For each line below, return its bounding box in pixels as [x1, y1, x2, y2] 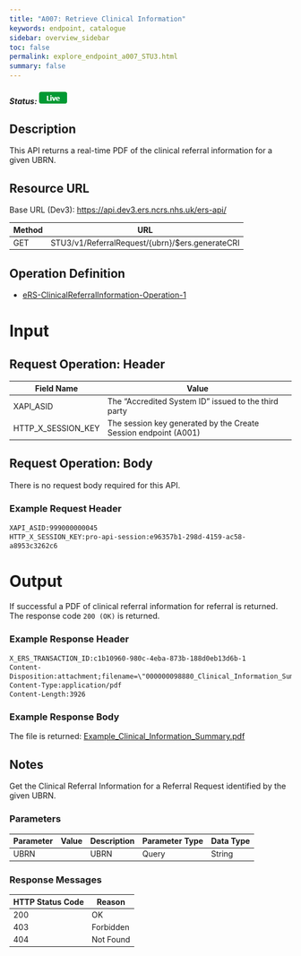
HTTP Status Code [13, 896, 85, 907]
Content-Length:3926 [9, 690, 87, 699]
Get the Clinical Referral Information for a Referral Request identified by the [9, 780, 287, 792]
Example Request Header [9, 502, 123, 514]
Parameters [9, 813, 61, 825]
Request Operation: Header [9, 357, 166, 372]
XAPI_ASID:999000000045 [9, 523, 99, 532]
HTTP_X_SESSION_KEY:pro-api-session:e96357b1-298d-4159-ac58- [9, 532, 246, 541]
